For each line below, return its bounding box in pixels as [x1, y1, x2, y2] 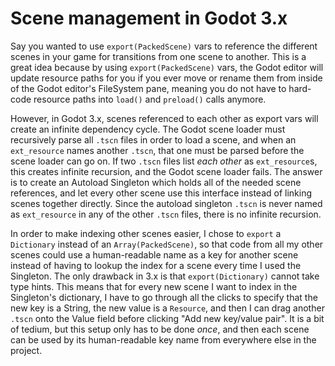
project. [10, 344, 43, 356]
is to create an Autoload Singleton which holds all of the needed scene [10, 176, 302, 188]
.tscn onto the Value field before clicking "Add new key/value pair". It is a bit [10, 312, 325, 324]
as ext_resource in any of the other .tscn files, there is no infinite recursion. [10, 208, 322, 220]
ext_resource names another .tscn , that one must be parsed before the [10, 144, 305, 156]
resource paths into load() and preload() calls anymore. [33, 93, 267, 105]
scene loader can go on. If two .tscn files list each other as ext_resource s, [10, 155, 318, 167]
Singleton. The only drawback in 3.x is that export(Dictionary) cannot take [10, 270, 320, 282]
